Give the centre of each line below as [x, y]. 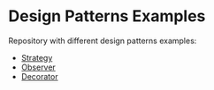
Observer [38, 67]
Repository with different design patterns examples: [103, 41]
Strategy [37, 57]
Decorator [39, 76]
